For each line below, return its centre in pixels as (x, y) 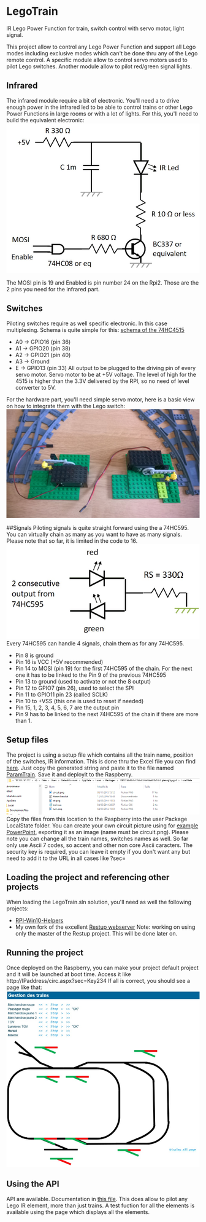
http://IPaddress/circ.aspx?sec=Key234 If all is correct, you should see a (98, 980)
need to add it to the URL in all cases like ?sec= (66, 858)
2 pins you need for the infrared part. (53, 289)
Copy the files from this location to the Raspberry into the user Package (97, 819)
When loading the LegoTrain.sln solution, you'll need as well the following (99, 902)
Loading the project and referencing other (88, 877)
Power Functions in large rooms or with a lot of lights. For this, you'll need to (102, 113)
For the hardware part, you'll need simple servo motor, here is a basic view (101, 399)
